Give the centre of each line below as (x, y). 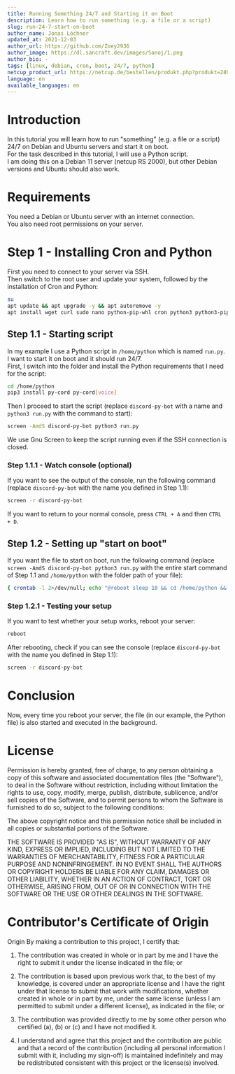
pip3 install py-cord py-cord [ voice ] (62, 393)
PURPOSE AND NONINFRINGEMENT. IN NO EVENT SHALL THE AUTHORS (115, 864)
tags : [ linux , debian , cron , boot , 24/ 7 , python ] (81, 66)
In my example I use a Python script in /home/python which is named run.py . (116, 351)
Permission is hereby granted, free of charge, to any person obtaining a (110, 770)
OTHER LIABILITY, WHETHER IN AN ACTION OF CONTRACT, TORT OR (109, 879)
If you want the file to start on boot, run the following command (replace (111, 560)
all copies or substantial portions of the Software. (78, 828)
